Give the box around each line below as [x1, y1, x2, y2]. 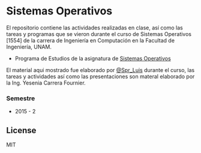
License [6, 125, 37, 136]
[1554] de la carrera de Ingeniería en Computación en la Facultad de [6, 37, 175, 44]
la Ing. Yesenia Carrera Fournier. [6, 79, 86, 86]
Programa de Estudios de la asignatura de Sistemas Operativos [14, 55, 171, 62]
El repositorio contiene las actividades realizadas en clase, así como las [6, 24, 183, 31]
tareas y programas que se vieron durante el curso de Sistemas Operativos [6, 30, 192, 37]
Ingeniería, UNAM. [6, 43, 52, 50]
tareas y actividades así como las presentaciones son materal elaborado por [6, 73, 195, 80]
